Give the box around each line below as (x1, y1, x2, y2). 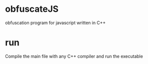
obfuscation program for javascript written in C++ (5, 20, 106, 26)
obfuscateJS (5, 3, 59, 15)
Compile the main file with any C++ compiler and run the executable (5, 53, 144, 59)
